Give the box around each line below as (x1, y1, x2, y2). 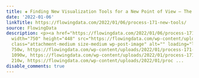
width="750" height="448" (11, 36, 76, 42)
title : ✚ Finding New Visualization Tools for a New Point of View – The (6, 8, 192, 15)
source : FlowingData (6, 25, 57, 31)
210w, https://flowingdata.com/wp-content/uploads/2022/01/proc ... (11, 57, 184, 63)
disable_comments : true (6, 63, 65, 69)
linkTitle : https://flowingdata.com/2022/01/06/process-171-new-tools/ (6, 19, 187, 25)
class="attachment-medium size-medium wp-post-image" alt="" (11, 42, 166, 48)
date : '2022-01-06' (6, 14, 54, 20)
